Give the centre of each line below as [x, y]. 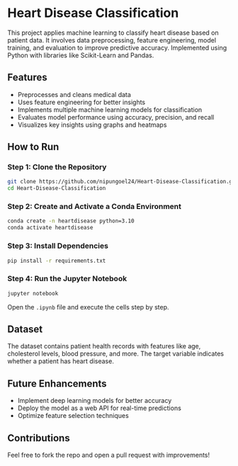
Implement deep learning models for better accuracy [95, 401]
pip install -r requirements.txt [57, 261]
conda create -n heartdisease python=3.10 [71, 221]
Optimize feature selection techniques [73, 416]
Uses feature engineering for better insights [81, 102]
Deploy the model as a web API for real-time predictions [100, 408]
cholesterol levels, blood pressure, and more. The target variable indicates [116, 354]
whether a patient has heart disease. [61, 361]
